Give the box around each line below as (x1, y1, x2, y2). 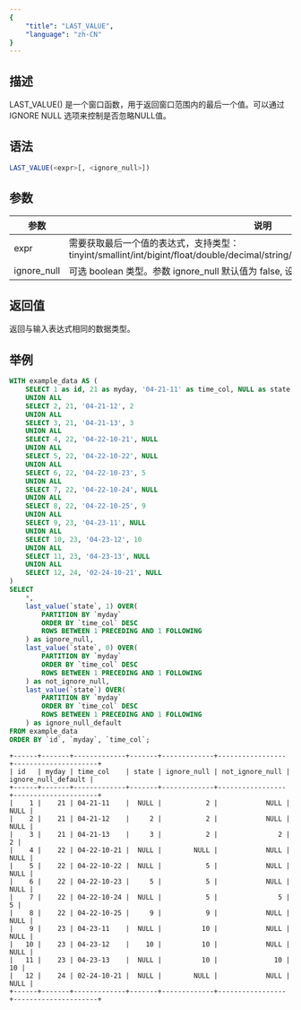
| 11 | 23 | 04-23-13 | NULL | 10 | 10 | (9, 955, 291, 964)
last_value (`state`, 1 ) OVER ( (25, 602, 139, 611)
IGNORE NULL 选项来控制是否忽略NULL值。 (9, 110, 172, 121)
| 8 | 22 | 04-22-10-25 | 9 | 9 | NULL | (9, 908, 291, 918)
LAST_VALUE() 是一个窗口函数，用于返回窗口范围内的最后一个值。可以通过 (9, 100, 285, 110)
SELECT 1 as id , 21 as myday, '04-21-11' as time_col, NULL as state (25, 385, 291, 395)
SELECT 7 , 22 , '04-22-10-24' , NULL (25, 485, 159, 494)
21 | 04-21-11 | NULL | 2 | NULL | (56, 798, 291, 807)
